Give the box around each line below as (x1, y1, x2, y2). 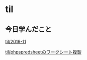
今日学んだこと (5, 25, 52, 33)
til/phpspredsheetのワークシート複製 (5, 49, 82, 55)
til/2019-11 (5, 39, 26, 44)
